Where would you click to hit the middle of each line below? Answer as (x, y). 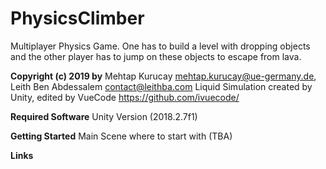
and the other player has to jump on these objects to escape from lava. (156, 56)
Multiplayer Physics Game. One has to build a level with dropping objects (160, 46)
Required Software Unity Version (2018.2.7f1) (104, 116)
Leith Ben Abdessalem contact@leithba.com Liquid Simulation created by (161, 86)
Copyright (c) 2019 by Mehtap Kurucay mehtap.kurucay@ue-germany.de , (163, 76)
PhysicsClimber (77, 18)
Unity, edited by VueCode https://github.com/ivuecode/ (125, 97)
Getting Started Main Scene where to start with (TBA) (121, 136)
